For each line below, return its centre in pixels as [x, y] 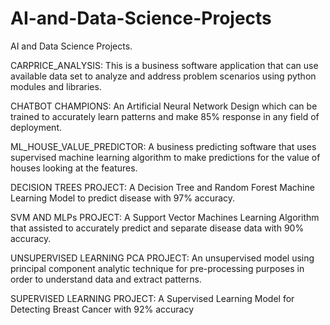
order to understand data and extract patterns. [106, 279]
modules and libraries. [56, 86]
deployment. [36, 127]
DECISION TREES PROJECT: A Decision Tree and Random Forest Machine [162, 187]
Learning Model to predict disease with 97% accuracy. [123, 198]
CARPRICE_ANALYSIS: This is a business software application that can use [164, 65]
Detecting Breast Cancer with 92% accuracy [102, 309]
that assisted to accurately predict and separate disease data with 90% [157, 228]
